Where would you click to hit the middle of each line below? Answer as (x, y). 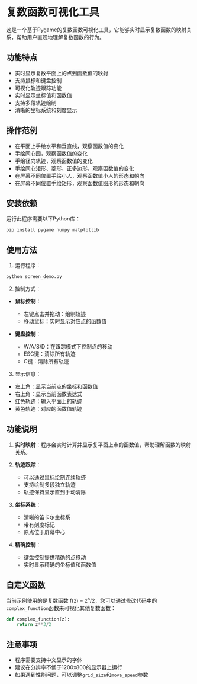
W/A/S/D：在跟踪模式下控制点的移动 (68, 346)
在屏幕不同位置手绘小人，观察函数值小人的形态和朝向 (80, 175)
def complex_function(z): (38, 619)
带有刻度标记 (39, 525)
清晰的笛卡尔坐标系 (47, 517)
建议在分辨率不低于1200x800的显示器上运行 (68, 667)
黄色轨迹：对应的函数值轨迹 (49, 408)
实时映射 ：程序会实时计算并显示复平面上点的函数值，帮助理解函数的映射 (103, 445)
